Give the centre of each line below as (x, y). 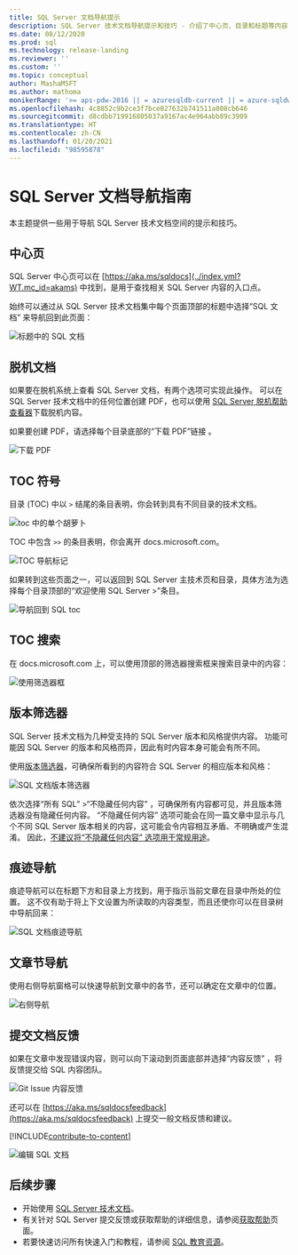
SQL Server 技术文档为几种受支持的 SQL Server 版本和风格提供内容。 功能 (145, 736)
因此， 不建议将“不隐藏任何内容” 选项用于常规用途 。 (121, 837)
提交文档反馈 (44, 1035)
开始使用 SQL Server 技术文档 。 (80, 1208)
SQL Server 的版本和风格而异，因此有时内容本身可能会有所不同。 (146, 747)
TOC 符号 (35, 481)
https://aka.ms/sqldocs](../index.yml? (173, 276)
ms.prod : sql (33, 42)
